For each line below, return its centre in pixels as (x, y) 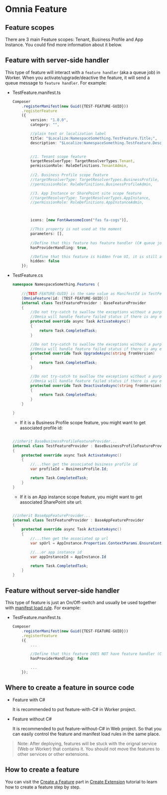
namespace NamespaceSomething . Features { (56, 284)
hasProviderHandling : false (59, 659)
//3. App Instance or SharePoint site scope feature (86, 193)
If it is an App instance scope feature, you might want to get (81, 497)
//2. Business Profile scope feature (69, 175)
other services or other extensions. (53, 754)
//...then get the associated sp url (69, 539)
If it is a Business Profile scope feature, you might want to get (83, 422)
